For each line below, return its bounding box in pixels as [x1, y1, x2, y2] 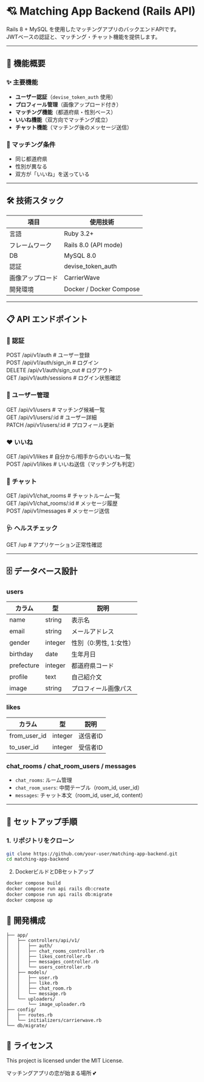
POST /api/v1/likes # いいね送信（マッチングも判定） [6, 460, 138, 468]
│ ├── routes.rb [6, 1011, 53, 1018]
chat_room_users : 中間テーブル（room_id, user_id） [15, 783, 143, 791]
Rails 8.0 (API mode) [64, 240, 123, 249]
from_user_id [9, 731, 47, 740]
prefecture [9, 661, 39, 670]
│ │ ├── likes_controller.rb [6, 953, 91, 959]
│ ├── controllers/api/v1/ [6, 937, 80, 943]
